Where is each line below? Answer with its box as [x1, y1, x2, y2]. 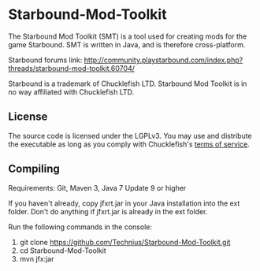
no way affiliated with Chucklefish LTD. [8, 87, 135, 96]
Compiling [8, 162, 61, 176]
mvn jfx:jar [19, 254, 54, 263]
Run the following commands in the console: [8, 222, 152, 232]
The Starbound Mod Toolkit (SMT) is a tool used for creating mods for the [8, 32, 247, 41]
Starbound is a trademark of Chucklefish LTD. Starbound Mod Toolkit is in [8, 79, 247, 88]
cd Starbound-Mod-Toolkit [19, 246, 106, 255]
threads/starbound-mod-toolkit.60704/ [8, 63, 136, 72]
